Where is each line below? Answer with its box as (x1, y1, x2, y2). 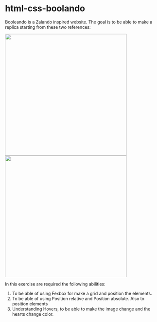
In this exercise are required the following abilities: (5, 281, 105, 287)
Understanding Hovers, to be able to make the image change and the (12, 306, 151, 312)
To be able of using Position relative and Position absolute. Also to (12, 295, 145, 302)
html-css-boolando (5, 3, 85, 14)
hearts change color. (12, 311, 54, 317)
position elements (12, 301, 48, 306)
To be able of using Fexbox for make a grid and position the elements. (12, 290, 152, 296)
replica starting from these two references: (5, 24, 91, 30)
